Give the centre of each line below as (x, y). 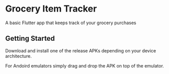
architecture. (18, 56)
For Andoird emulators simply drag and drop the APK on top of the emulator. (85, 65)
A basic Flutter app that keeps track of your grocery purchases (71, 23)
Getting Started (30, 39)
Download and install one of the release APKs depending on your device (81, 50)
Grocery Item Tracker (51, 9)
